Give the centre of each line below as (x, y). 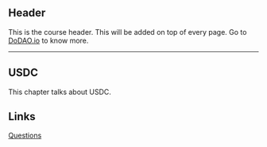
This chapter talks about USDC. (60, 92)
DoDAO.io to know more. (48, 40)
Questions (25, 136)
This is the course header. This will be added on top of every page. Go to (128, 32)
